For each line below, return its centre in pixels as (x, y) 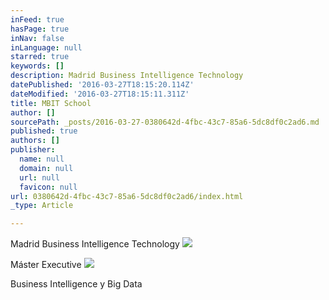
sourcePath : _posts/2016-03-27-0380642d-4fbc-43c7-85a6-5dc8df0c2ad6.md (165, 122)
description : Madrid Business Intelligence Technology (127, 76)
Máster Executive (46, 265)
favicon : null (48, 187)
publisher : (33, 150)
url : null (39, 177)
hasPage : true (40, 29)
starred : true (40, 57)
